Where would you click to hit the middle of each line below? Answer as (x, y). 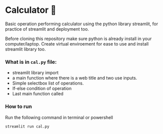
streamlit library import (35, 73)
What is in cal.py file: (31, 62)
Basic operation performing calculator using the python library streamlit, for (82, 24)
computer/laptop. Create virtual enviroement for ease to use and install (77, 44)
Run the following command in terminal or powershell (59, 117)
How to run (18, 107)
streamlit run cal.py (27, 126)
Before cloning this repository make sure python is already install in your (78, 39)
